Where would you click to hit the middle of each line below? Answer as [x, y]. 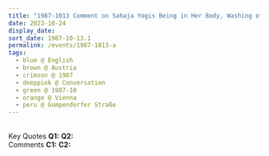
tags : [17, 53]
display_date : [32, 30]
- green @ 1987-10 [46, 90]
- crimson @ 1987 [44, 75]
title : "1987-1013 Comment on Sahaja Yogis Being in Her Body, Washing [130, 16]
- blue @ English [44, 61]
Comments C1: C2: [40, 145]
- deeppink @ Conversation [60, 82]
